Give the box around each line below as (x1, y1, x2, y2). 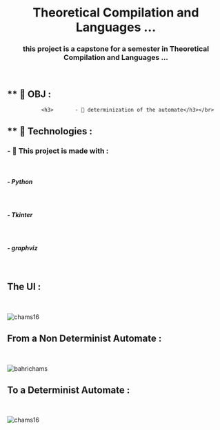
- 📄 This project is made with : (7, 146, 109, 156)
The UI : (7, 281, 41, 293)
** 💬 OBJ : (7, 88, 52, 100)
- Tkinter (7, 210, 33, 218)
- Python (7, 177, 33, 185)
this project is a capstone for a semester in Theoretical (23, 44, 209, 54)
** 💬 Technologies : (7, 125, 93, 137)
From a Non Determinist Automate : (7, 333, 162, 345)
